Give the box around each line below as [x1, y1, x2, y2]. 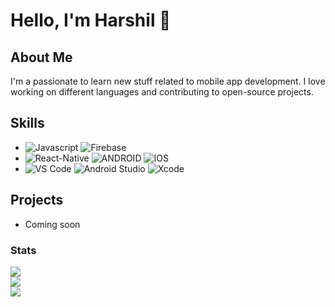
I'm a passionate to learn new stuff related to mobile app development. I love [10, 75, 326, 87]
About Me [10, 49, 73, 66]
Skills [10, 115, 45, 132]
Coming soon [24, 218, 81, 230]
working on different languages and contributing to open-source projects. [10, 86, 314, 98]
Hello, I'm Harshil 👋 [10, 9, 172, 32]
